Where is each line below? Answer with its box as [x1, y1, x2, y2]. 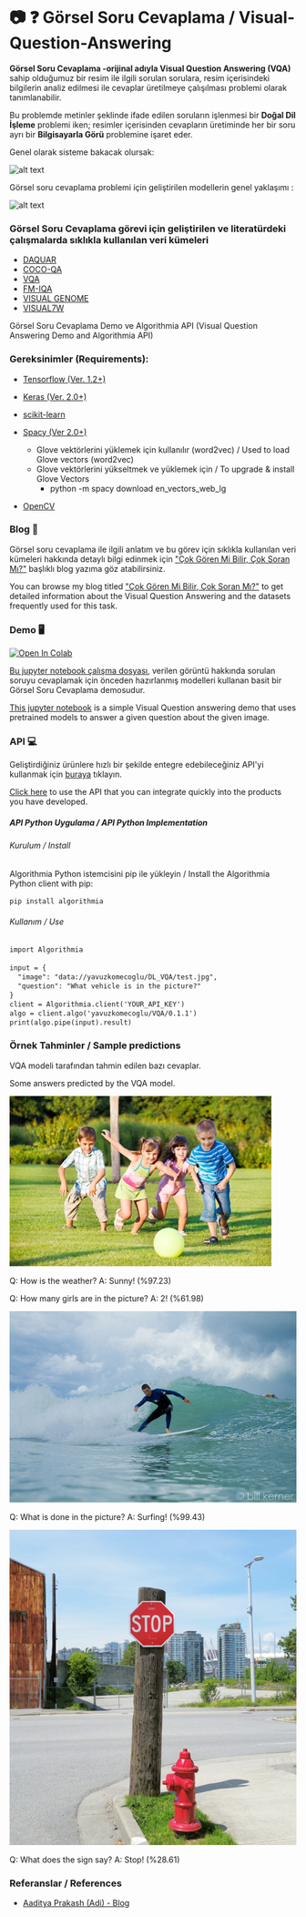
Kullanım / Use [9, 916, 65, 927]
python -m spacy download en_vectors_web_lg [49, 483, 227, 494]
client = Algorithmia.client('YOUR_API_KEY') [9, 1000, 185, 1009]
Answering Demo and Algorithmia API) [9, 330, 154, 342]
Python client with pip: [9, 878, 94, 889]
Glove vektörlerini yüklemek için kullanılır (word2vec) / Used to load [36, 444, 290, 455]
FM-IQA [22, 283, 53, 294]
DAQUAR [22, 254, 57, 265]
